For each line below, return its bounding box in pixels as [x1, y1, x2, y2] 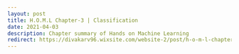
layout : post [7, 10, 46, 18]
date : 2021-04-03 [7, 23, 59, 30]
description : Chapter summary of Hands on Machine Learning [7, 29, 190, 37]
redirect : [7, 36, 37, 43]
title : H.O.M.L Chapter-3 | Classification [7, 17, 139, 24]
